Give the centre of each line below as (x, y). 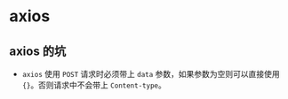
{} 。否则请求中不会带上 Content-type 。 (94, 85)
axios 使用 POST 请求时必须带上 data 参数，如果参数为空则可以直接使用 (151, 74)
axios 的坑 (38, 51)
